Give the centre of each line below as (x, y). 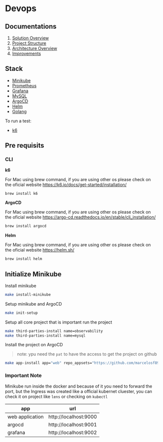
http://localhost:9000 (73, 417)
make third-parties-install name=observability (54, 331)
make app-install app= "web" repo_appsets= (49, 363)
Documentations (31, 26)
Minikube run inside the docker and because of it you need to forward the (79, 386)
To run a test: (18, 121)
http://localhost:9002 (73, 432)
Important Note (24, 375)
